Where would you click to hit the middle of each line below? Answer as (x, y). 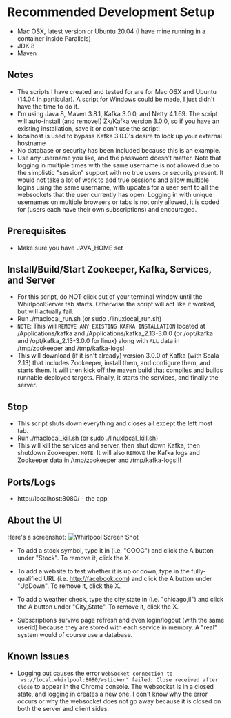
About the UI (35, 521)
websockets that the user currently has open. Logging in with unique (114, 194)
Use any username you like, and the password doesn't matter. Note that (119, 158)
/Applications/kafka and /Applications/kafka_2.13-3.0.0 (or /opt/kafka (115, 333)
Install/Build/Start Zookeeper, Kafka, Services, (109, 269)
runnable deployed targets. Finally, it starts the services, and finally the (118, 378)
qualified (30, 578)
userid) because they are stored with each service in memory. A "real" (117, 627)
